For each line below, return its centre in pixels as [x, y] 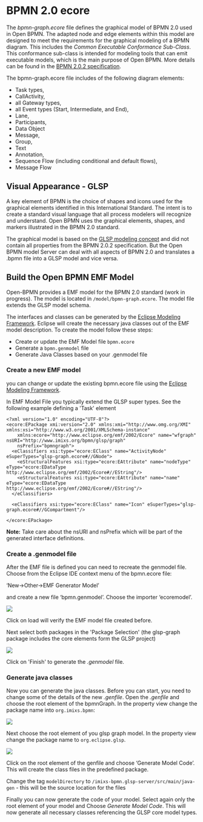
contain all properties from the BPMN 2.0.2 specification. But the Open [95, 245]
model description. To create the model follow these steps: [80, 330]
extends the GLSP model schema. [48, 305]
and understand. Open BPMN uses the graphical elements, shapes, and [95, 220]
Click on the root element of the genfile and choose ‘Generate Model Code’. [101, 763]
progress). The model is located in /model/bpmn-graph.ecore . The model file [100, 298]
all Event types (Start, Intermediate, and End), [72, 109]
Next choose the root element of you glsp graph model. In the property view [101, 733]
